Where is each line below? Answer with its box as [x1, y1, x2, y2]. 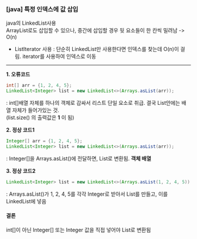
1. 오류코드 [6, 71, 30, 78]
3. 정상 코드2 [6, 167, 36, 174]
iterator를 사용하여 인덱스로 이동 [22, 53, 97, 60]
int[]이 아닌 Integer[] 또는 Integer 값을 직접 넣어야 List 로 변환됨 [6, 226, 151, 233]
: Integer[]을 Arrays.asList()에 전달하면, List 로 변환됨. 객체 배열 [6, 155, 151, 162]
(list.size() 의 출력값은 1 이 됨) [6, 114, 74, 121]
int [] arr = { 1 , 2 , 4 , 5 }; [6, 83, 72, 88]
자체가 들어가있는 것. [12, 107, 60, 114]
